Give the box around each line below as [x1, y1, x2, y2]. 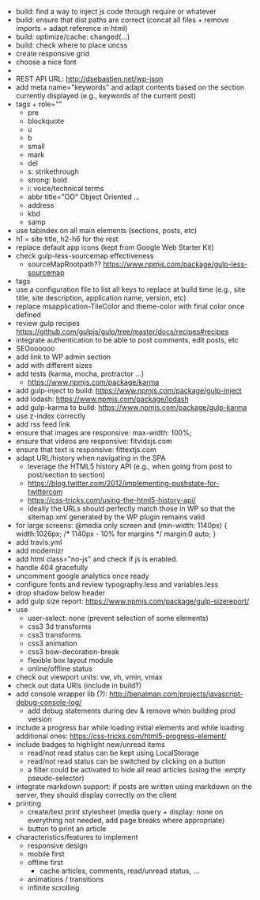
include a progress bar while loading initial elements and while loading [15, 723, 245, 732]
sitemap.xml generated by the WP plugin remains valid [27, 512, 205, 522]
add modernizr [15, 546, 65, 555]
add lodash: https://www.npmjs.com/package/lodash [15, 394, 189, 404]
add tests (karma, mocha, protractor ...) [15, 369, 145, 378]
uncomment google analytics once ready [15, 571, 149, 580]
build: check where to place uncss [15, 40, 128, 50]
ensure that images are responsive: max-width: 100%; [15, 428, 192, 437]
